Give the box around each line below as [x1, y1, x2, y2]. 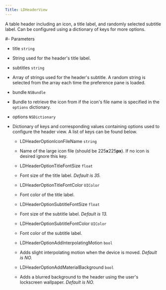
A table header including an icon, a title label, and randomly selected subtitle [5, 21, 162, 27]
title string [12, 45, 35, 51]
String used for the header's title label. [12, 55, 91, 61]
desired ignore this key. [19, 153, 68, 159]
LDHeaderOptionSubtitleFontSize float [19, 201, 100, 207]
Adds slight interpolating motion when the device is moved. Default [19, 249, 157, 255]
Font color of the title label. [19, 192, 75, 198]
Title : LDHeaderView [5, 7, 48, 12]
